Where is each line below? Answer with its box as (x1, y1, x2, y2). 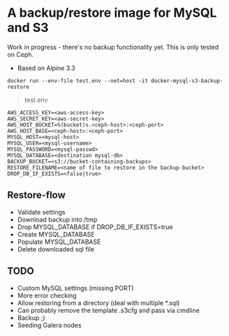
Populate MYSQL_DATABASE (17, 238, 101, 246)
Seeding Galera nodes (17, 321, 82, 329)
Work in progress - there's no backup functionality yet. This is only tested (7, 43, 219, 51)
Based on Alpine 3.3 (17, 64, 75, 72)
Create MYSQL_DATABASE (17, 230, 96, 238)
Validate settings (17, 207, 66, 216)
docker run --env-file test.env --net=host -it (7, 77, 149, 85)
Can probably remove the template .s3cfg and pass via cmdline (17, 306, 200, 314)
